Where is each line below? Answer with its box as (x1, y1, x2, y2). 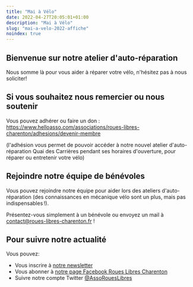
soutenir (6, 102, 39, 112)
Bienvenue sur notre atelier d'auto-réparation (6, 53, 178, 63)
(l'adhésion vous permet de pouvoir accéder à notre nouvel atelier (6, 141, 168, 149)
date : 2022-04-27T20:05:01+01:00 (6, 14, 89, 20)
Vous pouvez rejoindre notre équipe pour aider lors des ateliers (6, 187, 161, 194)
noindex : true (6, 31, 42, 37)
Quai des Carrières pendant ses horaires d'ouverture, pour (32, 147, 176, 154)
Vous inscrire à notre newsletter (14, 262, 93, 269)
